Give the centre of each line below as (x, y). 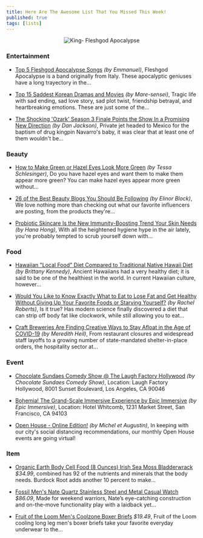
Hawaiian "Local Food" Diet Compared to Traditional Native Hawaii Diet (104, 265)
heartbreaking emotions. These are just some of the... (82, 107)
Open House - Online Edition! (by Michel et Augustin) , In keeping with (102, 425)
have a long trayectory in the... (53, 82)
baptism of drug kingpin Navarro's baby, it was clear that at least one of (105, 132)
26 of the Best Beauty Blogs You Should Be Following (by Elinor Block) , (104, 198)
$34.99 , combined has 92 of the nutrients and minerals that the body (101, 473)
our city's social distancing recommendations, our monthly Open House (105, 432)
